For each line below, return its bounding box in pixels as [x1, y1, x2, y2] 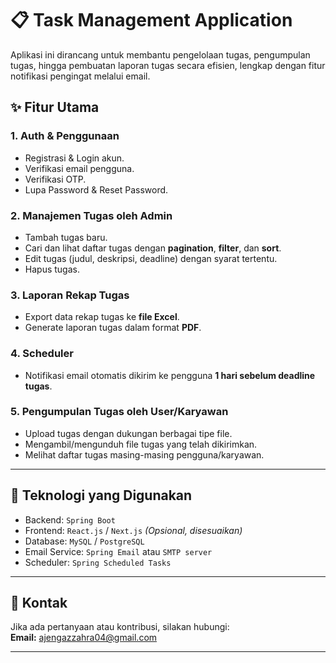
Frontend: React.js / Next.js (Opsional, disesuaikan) [24, 524, 243, 536]
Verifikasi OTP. [24, 173, 87, 185]
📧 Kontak [10, 595, 68, 612]
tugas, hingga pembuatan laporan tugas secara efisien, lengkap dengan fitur [10, 59, 326, 71]
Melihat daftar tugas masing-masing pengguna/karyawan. [24, 448, 265, 461]
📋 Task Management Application [10, 9, 293, 32]
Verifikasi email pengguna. [24, 162, 135, 174]
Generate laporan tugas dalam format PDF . [24, 322, 202, 334]
